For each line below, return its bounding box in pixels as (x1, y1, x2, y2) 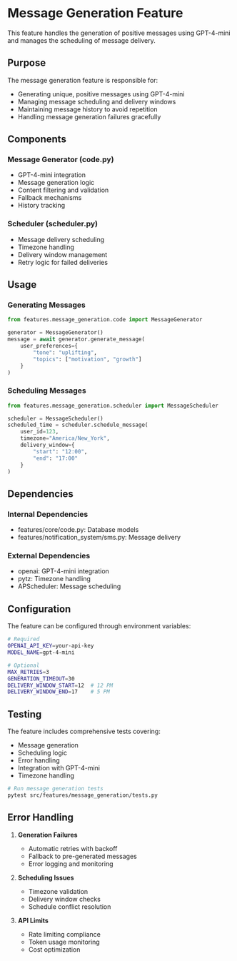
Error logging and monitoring (28, 859, 114, 868)
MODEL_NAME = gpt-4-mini (7, 649, 75, 656)
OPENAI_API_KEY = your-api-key (7, 643, 94, 650)
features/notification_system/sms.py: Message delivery (17, 533, 181, 542)
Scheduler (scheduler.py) (7, 219, 99, 229)
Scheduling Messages (7, 386, 87, 396)
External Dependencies (7, 551, 91, 561)
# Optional (7, 662, 40, 669)
